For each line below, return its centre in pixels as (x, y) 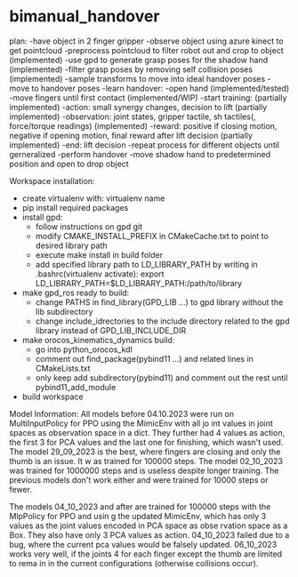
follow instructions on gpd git (89, 226)
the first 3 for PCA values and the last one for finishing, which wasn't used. (146, 442)
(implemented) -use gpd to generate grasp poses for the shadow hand (139, 60)
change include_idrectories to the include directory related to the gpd (162, 321)
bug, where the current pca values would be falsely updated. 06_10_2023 (143, 544)
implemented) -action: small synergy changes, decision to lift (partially (138, 107)
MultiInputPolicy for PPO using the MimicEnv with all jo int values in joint (141, 423)
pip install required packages (75, 207)
